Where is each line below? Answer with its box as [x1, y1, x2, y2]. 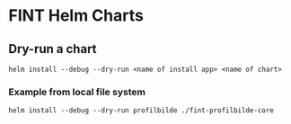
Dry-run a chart [8, 41, 97, 57]
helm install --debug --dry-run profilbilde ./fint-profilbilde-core [8, 106, 275, 115]
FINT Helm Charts [8, 5, 145, 26]
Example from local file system [8, 85, 145, 98]
